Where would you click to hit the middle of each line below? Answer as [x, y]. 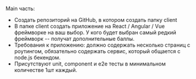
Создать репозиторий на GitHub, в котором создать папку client [96, 20]
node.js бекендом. [37, 57]
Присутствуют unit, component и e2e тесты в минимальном [90, 64]
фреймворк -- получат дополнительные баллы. [74, 39]
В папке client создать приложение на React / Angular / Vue [89, 26]
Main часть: [20, 9]
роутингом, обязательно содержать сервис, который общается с [97, 51]
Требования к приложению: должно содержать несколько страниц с [102, 45]
